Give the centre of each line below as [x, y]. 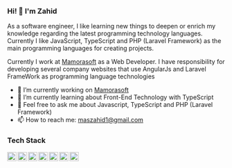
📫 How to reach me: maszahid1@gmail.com [80, 120]
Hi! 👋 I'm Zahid [32, 11]
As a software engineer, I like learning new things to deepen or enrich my [111, 26]
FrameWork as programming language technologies [81, 76]
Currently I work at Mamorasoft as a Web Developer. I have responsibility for [116, 62]
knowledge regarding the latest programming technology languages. [105, 33]
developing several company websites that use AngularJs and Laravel [107, 69]
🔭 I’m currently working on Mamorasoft [73, 90]
